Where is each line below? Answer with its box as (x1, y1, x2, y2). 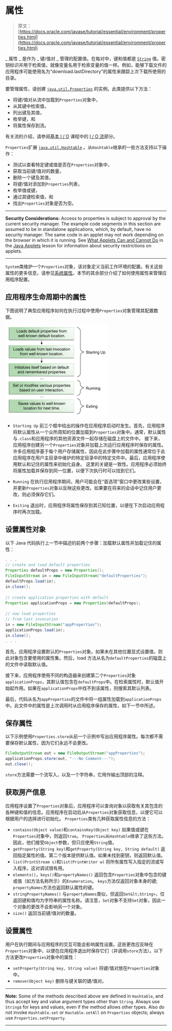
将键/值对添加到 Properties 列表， (12, 180, 83, 187)
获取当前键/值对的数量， (12, 168, 64, 174)
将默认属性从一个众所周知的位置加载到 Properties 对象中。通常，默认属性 (12, 429, 166, 435)
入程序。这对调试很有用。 (12, 865, 67, 871)
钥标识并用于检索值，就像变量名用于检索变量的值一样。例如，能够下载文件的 (5, 62, 167, 68)
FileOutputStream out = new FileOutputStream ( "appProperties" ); (5, 751, 145, 756)
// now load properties (5, 611, 56, 617)
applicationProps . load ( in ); (5, 627, 66, 632)
